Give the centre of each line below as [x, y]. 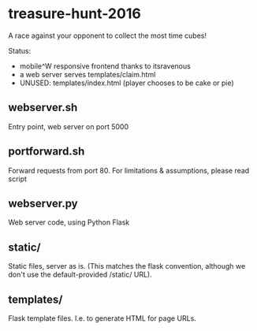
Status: [20, 50]
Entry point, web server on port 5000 [69, 126]
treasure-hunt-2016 [75, 14]
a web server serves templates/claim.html [88, 74]
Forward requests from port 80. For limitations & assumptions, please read [129, 170]
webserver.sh [43, 108]
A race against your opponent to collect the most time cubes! [108, 35]
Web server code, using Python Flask [69, 222]
